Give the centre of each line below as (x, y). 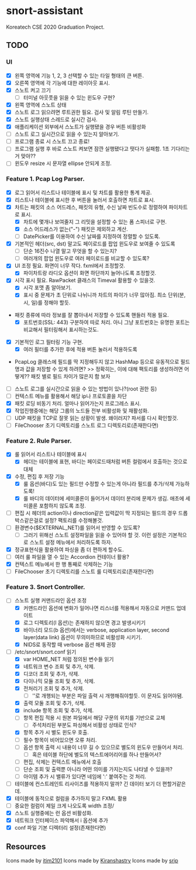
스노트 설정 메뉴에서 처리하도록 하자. (71, 542)
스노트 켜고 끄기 (32, 90)
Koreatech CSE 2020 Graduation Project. (55, 27)
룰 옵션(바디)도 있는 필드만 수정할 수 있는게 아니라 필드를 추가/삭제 (99, 484)
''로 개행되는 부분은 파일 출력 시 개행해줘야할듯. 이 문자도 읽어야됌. (107, 696)
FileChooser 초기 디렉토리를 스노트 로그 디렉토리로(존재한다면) (87, 426)
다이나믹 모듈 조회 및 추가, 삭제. (59, 681)
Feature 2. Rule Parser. (39, 441)
